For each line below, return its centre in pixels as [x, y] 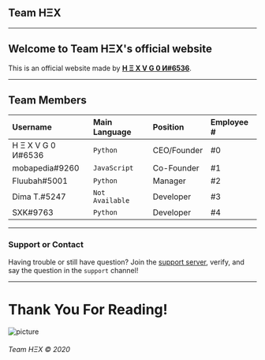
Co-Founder [176, 168]
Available [112, 201]
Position [168, 127]
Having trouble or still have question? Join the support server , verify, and [126, 262]
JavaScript [114, 168]
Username [32, 127]
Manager [170, 181]
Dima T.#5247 [39, 197]
